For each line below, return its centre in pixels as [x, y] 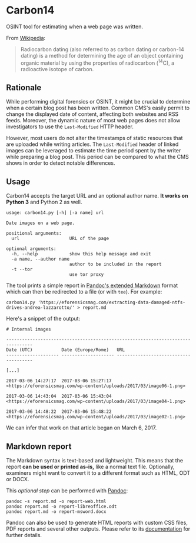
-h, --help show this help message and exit [81, 254]
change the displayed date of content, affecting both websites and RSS [92, 114]
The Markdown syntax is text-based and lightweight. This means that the [95, 461]
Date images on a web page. [41, 223]
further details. [24, 535]
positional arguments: [34, 234]
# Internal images [29, 329]
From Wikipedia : [26, 38]
